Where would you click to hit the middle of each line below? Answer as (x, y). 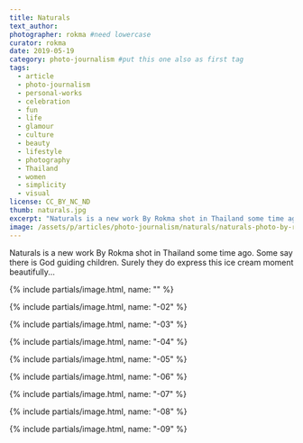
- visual (34, 194)
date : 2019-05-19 (42, 51)
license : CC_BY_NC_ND (50, 202)
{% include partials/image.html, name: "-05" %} (98, 359)
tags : (19, 68)
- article (36, 77)
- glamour (36, 127)
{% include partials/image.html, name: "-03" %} (98, 324)
